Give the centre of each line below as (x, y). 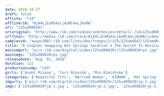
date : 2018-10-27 (23, 9)
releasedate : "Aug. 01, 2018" (36, 59)
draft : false (18, 14)
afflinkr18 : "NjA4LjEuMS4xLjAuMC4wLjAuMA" (49, 23)
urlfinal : (15, 37)
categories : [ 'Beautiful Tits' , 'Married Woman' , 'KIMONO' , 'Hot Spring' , (83, 77)
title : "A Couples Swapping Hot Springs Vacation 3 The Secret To (74, 46)
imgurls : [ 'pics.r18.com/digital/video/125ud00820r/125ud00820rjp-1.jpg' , (83, 81)
